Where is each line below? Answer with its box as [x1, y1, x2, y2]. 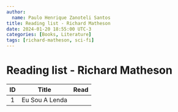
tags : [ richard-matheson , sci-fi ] [6, 37, 95, 43]
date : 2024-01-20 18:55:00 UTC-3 [6, 26, 92, 32]
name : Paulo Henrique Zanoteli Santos [12, 15, 111, 21]
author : [6, 9, 26, 15]
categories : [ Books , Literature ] [6, 32, 92, 38]
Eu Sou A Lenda [21, 96, 67, 104]
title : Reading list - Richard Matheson [6, 20, 111, 26]
